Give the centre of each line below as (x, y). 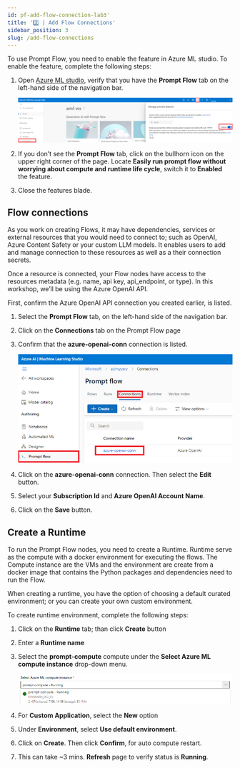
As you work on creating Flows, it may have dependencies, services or (111, 230)
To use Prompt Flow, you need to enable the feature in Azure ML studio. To (117, 59)
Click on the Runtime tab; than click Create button (92, 629)
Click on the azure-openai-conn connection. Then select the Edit (115, 475)
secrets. (19, 260)
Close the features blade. (55, 190)
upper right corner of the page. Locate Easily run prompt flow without (122, 161)
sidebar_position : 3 (38, 30)
